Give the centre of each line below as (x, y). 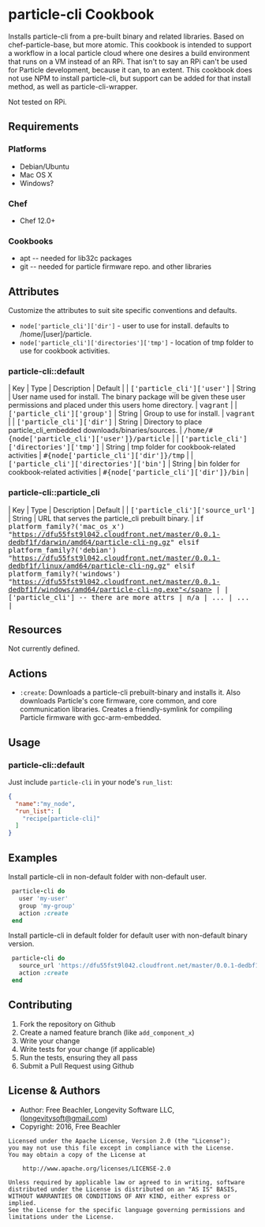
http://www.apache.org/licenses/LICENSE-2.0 (97, 1169)
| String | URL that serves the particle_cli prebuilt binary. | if (106, 518)
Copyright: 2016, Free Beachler (70, 1126)
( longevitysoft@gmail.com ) (63, 1118)
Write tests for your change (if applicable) (87, 1049)
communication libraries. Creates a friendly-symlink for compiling (126, 709)
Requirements (43, 127)
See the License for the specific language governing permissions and (127, 1210)
